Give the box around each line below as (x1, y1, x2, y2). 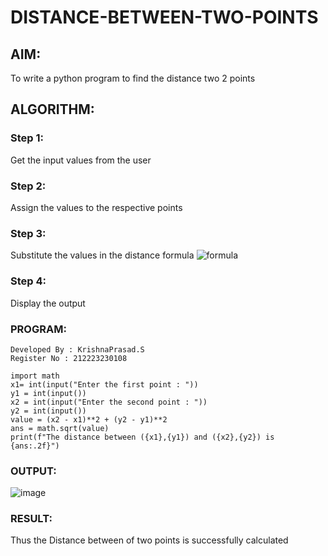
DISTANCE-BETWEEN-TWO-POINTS (10, 6, 319, 29)
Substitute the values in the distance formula (10, 249, 195, 261)
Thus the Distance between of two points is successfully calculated (10, 534, 289, 546)
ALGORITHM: (10, 101, 95, 118)
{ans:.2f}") (10, 441, 60, 451)
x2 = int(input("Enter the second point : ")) (10, 397, 208, 407)
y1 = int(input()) (10, 388, 87, 398)
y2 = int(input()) (10, 406, 87, 416)
